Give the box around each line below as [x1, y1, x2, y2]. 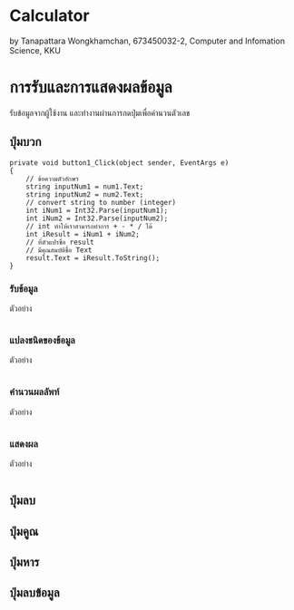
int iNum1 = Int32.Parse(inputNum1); [25, 206, 169, 215]
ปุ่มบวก [9, 134, 42, 150]
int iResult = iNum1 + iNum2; [25, 229, 141, 238]
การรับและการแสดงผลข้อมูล [9, 77, 172, 98]
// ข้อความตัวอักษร [25, 174, 79, 183]
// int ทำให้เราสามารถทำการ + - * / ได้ [25, 221, 152, 231]
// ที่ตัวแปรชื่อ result [25, 237, 94, 247]
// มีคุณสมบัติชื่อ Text [25, 246, 93, 255]
